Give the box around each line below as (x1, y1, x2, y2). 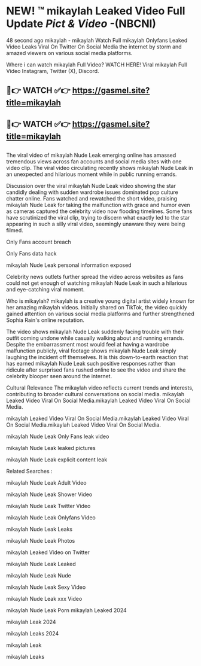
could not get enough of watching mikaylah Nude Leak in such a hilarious (6, 279, 187, 287)
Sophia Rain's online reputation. (6, 317, 85, 324)
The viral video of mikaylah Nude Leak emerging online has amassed (6, 151, 176, 159)
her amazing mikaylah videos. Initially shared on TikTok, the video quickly (6, 304, 187, 311)
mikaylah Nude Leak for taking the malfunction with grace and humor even (6, 202, 190, 209)
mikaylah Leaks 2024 (6, 630, 59, 637)
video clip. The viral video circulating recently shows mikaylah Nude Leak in (6, 165, 193, 172)
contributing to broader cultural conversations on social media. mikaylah (6, 391, 184, 398)
